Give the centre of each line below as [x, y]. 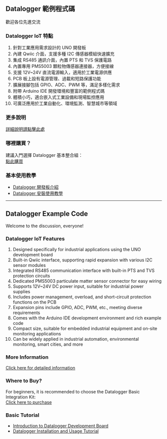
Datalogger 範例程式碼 [40, 9]
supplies [21, 292]
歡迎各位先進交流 [23, 22]
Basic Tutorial [23, 415]
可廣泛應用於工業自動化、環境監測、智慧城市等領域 [65, 104]
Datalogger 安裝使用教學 [38, 193]
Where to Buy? [24, 381]
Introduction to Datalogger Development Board [60, 426]
